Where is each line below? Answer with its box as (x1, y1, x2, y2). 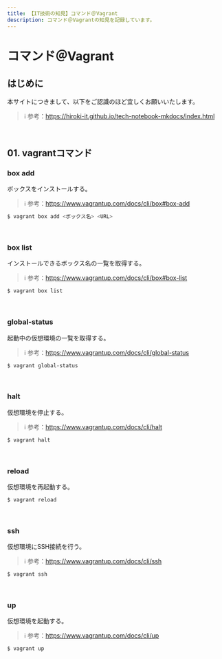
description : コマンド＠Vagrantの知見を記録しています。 (7, 17, 155, 23)
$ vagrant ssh (7, 571, 48, 578)
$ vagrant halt (7, 436, 51, 444)
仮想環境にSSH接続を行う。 (7, 543, 86, 551)
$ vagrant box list (7, 288, 63, 294)
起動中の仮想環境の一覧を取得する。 (7, 334, 110, 342)
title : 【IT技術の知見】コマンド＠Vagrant (7, 10, 118, 17)
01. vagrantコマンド (7, 147, 93, 159)
